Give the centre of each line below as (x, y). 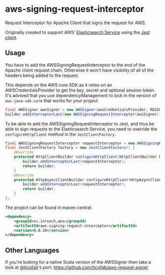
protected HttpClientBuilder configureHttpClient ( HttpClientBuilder (85, 157)
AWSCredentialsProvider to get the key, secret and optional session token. (80, 90)
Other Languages (32, 250)
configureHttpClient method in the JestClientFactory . (61, 134)
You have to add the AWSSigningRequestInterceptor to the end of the (75, 65)
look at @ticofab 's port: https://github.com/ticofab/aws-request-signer (77, 268)
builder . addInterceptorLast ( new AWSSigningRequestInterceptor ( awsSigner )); (84, 114)
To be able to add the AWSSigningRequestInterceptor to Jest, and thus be (80, 124)
